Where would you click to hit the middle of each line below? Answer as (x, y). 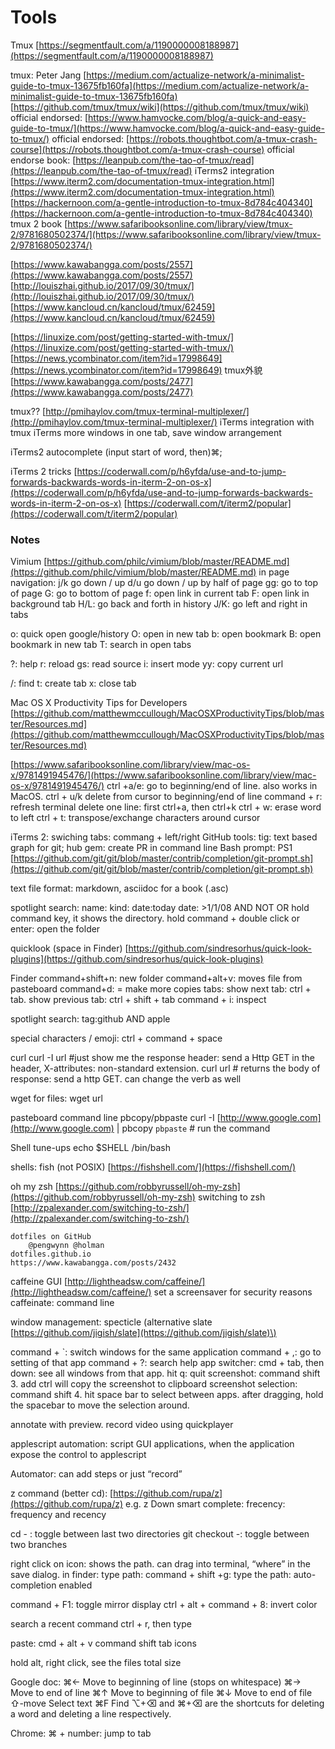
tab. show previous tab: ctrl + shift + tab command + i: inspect (138, 1000)
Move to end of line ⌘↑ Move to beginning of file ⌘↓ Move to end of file (161, 1693)
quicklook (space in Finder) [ (69, 948)
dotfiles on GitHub (51, 1237)
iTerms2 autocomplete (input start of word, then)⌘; (116, 452)
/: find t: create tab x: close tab (73, 683)
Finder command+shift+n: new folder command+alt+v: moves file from (156, 978)
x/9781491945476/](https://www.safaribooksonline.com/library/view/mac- (163, 775)
